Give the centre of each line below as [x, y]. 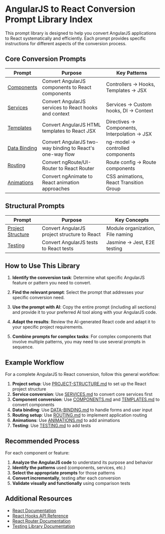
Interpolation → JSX [129, 134]
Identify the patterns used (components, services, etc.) [69, 467]
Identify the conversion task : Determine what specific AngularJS [78, 278]
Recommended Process [42, 441]
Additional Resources [39, 499]
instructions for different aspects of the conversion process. [66, 43]
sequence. [23, 347]
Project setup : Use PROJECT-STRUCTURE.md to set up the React [79, 384]
